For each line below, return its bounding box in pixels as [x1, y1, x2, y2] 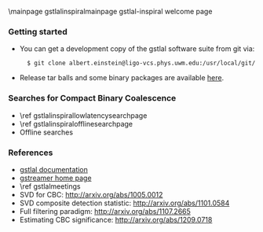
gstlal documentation [19, 164, 89, 174]
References [8, 147, 53, 158]
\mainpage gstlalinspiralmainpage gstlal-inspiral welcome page [8, 7, 213, 16]
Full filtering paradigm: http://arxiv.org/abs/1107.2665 [19, 206, 191, 215]
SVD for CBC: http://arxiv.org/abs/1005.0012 [19, 190, 163, 199]
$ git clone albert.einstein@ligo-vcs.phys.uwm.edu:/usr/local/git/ [27, 59, 256, 68]
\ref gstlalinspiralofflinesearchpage [19, 119, 133, 128]
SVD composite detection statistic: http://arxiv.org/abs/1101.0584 [19, 198, 230, 208]
